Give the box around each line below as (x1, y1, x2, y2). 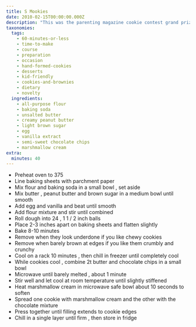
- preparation (16, 52, 51, 58)
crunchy (14, 246, 35, 253)
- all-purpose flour (16, 101, 66, 107)
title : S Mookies (6, 8, 48, 15)
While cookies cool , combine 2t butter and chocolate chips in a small (14, 259, 182, 266)
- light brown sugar (16, 123, 66, 129)
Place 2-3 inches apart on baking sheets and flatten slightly (14, 221, 158, 228)
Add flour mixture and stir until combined (14, 209, 114, 216)
